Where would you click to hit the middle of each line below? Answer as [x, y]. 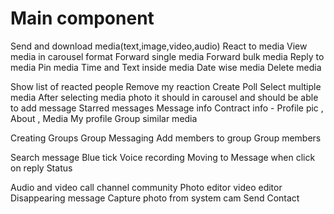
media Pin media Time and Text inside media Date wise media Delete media [166, 67]
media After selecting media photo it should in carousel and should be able [164, 97]
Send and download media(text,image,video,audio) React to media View [159, 46]
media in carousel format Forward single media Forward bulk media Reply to [167, 56]
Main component [82, 18]
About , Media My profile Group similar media [104, 118]
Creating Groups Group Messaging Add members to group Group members [166, 138]
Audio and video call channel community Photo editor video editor [146, 187]
